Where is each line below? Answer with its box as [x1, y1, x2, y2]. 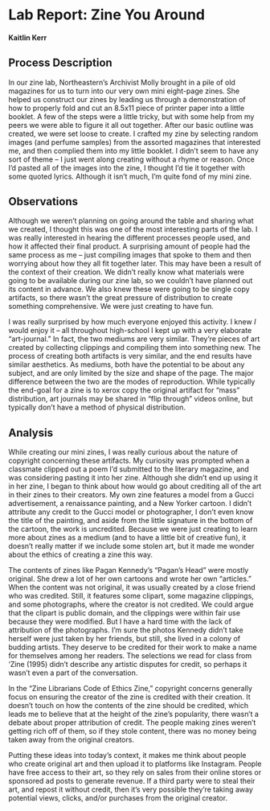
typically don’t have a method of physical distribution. [8, 402, 186, 412]
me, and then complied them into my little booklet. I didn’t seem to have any [8, 146, 259, 155]
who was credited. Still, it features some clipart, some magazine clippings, [8, 591, 255, 601]
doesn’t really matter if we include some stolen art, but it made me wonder [8, 541, 255, 551]
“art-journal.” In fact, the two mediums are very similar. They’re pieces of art [8, 334, 260, 344]
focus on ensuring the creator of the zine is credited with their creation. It [8, 692, 251, 702]
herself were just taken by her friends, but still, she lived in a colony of [8, 634, 241, 644]
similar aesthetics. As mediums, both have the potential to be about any [8, 360, 245, 369]
